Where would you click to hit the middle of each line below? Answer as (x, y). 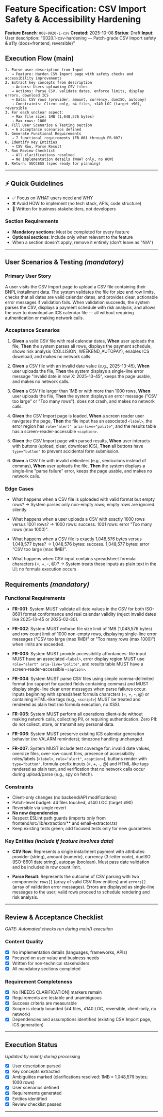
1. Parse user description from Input (44, 70)
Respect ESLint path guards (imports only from (59, 818)
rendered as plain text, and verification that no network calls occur (79, 769)
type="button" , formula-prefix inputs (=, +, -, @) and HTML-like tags (80, 764)
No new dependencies (35, 813)
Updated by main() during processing (43, 1057)
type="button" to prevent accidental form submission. (66, 451)
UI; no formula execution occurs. (45, 569)
